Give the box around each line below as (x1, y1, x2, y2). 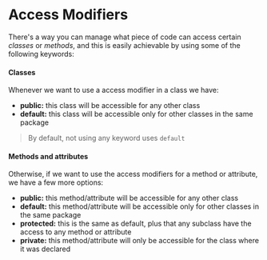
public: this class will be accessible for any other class (19, 101, 201, 110)
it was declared (19, 244, 71, 254)
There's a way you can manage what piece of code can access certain (8, 32, 241, 42)
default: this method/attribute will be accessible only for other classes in (19, 202, 260, 211)
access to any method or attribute (19, 227, 132, 237)
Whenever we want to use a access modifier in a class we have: (8, 86, 219, 95)
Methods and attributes (8, 151, 89, 161)
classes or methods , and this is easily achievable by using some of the (8, 40, 241, 50)
